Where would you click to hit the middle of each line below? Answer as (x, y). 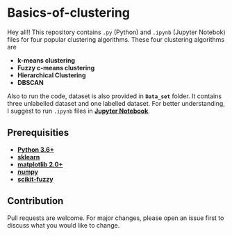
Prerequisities (38, 133)
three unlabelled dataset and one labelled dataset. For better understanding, (116, 103)
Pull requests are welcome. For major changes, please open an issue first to (116, 218)
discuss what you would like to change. (64, 225)
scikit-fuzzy (35, 179)
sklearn (28, 157)
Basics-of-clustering (69, 13)
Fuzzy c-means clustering (56, 68)
